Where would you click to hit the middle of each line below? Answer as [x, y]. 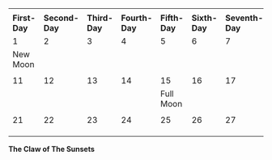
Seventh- [244, 18]
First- [24, 18]
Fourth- [137, 18]
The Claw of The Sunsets [52, 149]
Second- [61, 18]
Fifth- [172, 18]
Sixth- [204, 18]
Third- [100, 18]
